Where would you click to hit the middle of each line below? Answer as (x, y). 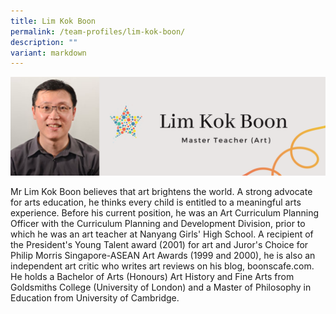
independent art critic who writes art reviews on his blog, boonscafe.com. (162, 266)
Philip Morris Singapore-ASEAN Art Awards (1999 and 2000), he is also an (163, 255)
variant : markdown (48, 53)
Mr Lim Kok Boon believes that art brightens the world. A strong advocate (161, 191)
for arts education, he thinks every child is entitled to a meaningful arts (156, 202)
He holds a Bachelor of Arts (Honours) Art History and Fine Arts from (152, 276)
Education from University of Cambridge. (95, 297)
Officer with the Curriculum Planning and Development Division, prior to (158, 223)
